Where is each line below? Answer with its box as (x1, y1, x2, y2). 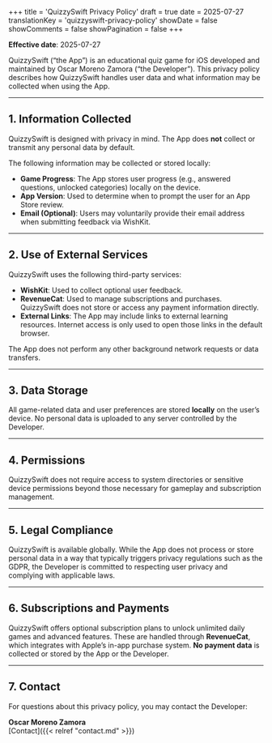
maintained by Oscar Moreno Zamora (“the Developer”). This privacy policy (8, 64, 261, 74)
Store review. (19, 199, 65, 209)
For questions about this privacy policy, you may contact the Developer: (8, 701, 249, 711)
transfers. (8, 352, 40, 362)
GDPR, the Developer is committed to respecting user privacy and (8, 562, 228, 572)
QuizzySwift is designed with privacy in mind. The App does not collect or (8, 134, 256, 143)
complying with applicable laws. (8, 570, 116, 580)
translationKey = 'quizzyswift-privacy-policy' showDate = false (8, 15, 218, 25)
